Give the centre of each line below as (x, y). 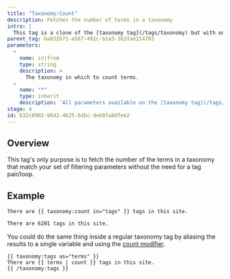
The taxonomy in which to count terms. (82, 77)
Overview (28, 144)
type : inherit (39, 97)
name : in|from (39, 58)
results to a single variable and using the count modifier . (86, 244)
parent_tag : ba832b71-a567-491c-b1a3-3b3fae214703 (81, 39)
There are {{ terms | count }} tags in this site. (81, 263)
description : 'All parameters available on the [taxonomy (104, 103)
